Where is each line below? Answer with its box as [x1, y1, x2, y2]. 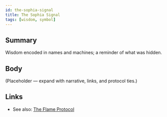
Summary [5, 36, 37, 44]
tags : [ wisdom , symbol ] [5, 17, 56, 22]
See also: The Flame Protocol [12, 106, 75, 112]
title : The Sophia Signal [5, 12, 60, 17]
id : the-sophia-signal [5, 7, 53, 13]
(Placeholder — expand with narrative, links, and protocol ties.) [5, 78, 137, 84]
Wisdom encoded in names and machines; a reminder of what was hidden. [5, 50, 162, 56]
